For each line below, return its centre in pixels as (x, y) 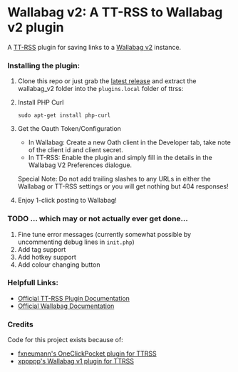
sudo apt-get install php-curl (64, 116)
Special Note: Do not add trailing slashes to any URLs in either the (114, 179)
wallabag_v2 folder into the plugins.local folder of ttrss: (100, 89)
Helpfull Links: (33, 283)
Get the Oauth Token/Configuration (69, 129)
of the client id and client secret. (76, 150)
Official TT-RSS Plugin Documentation (74, 298)
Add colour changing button (59, 265)
